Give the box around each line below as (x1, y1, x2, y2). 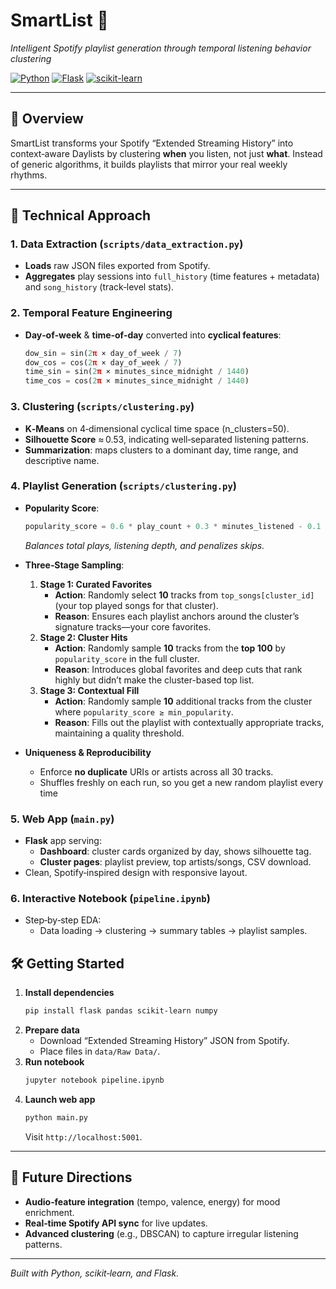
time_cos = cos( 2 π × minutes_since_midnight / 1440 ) (24, 376, 250, 386)
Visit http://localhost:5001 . (24, 1130, 143, 1143)
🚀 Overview (10, 110, 84, 128)
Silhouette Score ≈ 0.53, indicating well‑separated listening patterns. (24, 433, 309, 445)
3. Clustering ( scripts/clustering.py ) (10, 400, 195, 414)
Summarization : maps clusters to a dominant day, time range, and (24, 444, 299, 456)
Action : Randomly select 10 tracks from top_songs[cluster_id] (54, 589, 315, 601)
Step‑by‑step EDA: (24, 914, 102, 926)
